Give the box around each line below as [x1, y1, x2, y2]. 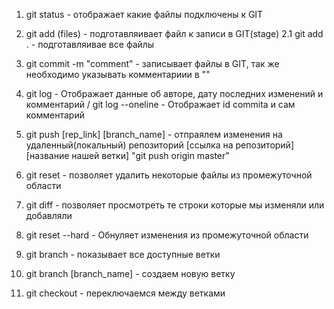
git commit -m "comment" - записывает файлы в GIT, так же [25, 58, 280, 69]
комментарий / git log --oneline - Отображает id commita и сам [25, 99, 296, 110]
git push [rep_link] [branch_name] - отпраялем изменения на [25, 129, 283, 140]
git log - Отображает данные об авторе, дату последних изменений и [25, 88, 324, 99]
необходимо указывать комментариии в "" [25, 69, 211, 80]
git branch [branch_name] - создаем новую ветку [25, 268, 236, 279]
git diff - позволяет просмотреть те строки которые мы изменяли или [25, 199, 325, 211]
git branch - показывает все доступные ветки [25, 249, 221, 260]
